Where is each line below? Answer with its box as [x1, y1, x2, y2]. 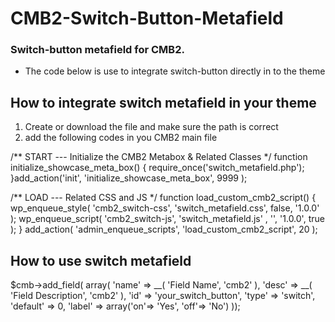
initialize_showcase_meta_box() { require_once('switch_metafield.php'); [10, 162, 305, 174]
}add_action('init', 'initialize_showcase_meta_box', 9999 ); [10, 172, 248, 184]
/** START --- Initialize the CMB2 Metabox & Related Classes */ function [10, 151, 308, 163]
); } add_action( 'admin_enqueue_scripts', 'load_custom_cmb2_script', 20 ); [10, 223, 318, 236]
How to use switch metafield [10, 252, 192, 269]
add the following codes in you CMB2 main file [24, 132, 218, 144]
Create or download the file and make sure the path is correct [24, 121, 279, 133]
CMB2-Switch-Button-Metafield [10, 7, 284, 30]
